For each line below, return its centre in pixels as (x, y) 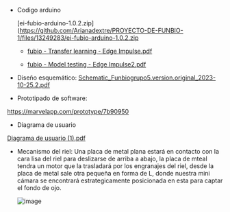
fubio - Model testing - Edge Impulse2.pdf (87, 64)
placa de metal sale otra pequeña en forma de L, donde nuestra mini (113, 173)
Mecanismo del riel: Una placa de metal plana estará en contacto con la (118, 151)
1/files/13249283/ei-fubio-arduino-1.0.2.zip (78, 38)
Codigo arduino (39, 10)
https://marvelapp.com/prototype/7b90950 (68, 111)
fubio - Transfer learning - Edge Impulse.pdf (90, 51)
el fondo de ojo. (39, 188)
